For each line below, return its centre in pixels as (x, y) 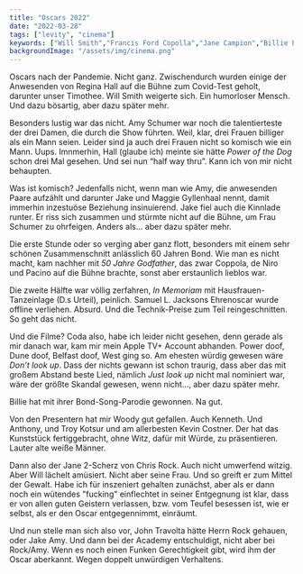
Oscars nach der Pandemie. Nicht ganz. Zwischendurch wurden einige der (148, 77)
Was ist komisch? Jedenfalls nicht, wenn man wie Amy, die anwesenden (143, 188)
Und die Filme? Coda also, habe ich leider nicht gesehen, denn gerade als (146, 337)
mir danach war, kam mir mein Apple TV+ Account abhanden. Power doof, (147, 346)
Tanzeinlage (32, 300)
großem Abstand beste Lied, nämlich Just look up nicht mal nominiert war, (147, 375)
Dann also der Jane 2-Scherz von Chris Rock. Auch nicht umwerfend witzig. (151, 466)
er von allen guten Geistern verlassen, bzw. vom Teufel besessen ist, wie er (150, 504)
